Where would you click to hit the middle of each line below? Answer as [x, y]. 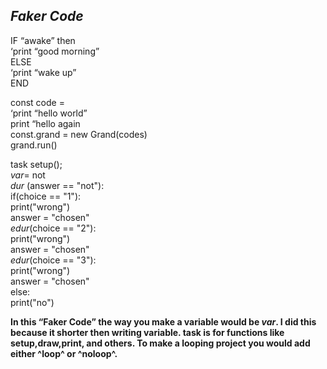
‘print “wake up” [43, 72]
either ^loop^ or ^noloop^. [64, 353]
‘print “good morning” [55, 51]
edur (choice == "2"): [53, 228]
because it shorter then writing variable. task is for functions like [147, 332]
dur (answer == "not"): [57, 185]
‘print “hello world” [49, 113]
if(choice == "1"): [46, 196]
